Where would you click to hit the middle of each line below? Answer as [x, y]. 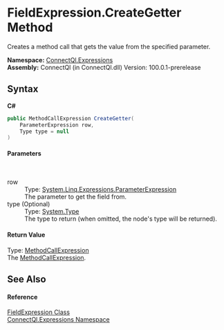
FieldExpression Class [39, 312]
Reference [22, 297]
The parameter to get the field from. [75, 197]
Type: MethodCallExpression [48, 250]
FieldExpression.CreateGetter [94, 13]
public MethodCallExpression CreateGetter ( [71, 118]
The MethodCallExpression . [47, 257]
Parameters [24, 153]
